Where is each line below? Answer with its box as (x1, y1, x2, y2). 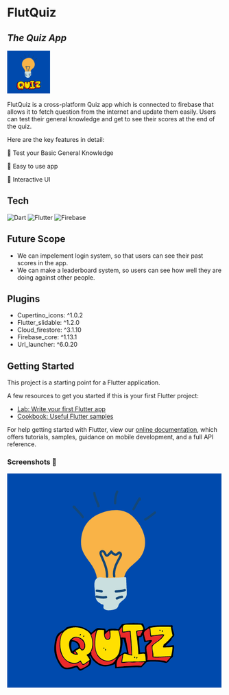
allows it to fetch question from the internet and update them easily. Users (7, 108, 217, 116)
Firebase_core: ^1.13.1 (16, 333, 77, 341)
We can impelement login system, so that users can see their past (16, 252, 204, 260)
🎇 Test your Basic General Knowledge (7, 149, 114, 157)
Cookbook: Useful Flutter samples (16, 413, 114, 421)
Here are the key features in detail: (7, 136, 105, 143)
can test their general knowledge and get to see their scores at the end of (7, 115, 215, 123)
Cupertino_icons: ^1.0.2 (16, 311, 84, 319)
